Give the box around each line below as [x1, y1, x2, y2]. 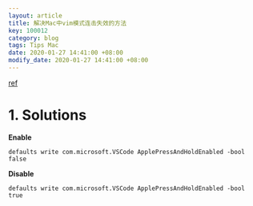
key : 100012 [8, 26, 48, 34]
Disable [8, 168, 34, 178]
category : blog [8, 34, 59, 42]
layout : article [8, 11, 62, 20]
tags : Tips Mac [8, 42, 59, 50]
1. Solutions [8, 106, 86, 125]
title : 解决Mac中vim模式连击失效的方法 [8, 19, 127, 27]
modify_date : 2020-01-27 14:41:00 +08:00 [8, 57, 149, 65]
